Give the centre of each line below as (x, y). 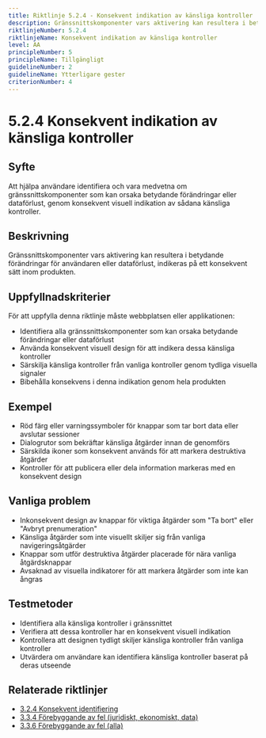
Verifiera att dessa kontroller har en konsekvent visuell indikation (125, 631)
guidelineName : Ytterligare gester (67, 74)
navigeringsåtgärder (53, 545)
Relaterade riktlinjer (58, 690)
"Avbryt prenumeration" (58, 528)
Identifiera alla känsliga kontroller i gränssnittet (96, 623)
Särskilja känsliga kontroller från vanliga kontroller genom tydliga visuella (138, 365)
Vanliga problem (49, 501)
